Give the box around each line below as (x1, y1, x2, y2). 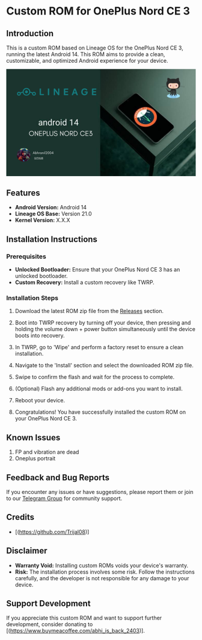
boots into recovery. (14, 332, 65, 339)
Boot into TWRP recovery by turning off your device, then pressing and (14, 319, 191, 326)
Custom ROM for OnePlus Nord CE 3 (6, 4, 191, 18)
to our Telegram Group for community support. (6, 495, 123, 502)
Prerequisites (6, 252, 46, 261)
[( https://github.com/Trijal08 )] (14, 528, 90, 535)
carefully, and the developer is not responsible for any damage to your (14, 574, 189, 581)
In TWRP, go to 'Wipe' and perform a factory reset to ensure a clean (14, 344, 184, 351)
